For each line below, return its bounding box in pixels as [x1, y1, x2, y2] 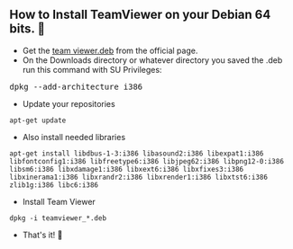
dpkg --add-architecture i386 [9, 81, 143, 92]
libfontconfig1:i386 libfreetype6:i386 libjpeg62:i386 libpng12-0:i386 [9, 156, 284, 165]
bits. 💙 [9, 22, 46, 37]
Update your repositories [22, 98, 115, 109]
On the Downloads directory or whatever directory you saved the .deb [22, 54, 283, 66]
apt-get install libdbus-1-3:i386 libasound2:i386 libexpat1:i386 [9, 148, 264, 158]
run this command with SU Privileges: [22, 64, 162, 75]
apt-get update [9, 116, 67, 125]
